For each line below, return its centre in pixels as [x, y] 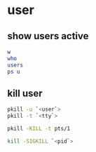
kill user [25, 93]
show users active [48, 36]
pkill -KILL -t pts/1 [39, 129]
